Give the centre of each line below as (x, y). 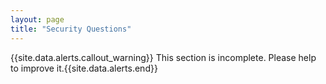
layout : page (37, 19)
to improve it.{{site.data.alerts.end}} (84, 68)
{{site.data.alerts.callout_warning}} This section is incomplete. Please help (163, 57)
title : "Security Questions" (71, 29)
